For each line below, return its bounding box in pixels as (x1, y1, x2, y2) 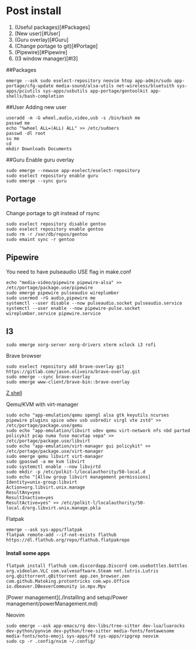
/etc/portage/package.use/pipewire (6, 285, 93, 291)
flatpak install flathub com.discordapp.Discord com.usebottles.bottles (6, 563, 188, 569)
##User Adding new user (6, 103, 67, 110)
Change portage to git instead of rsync (6, 209, 100, 216)
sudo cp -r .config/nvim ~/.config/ (6, 638, 96, 644)
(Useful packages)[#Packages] (14, 24, 90, 31)
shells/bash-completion (6, 93, 65, 99)
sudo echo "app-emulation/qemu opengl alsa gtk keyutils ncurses (6, 413, 169, 418)
